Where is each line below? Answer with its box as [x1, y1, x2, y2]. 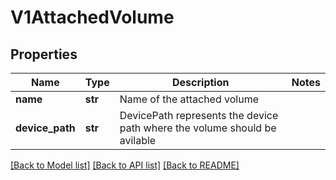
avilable [119, 134, 157, 147]
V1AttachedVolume [10, 6, 175, 29]
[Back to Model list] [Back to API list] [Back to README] [10, 159, 240, 171]
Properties [10, 46, 78, 63]
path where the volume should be [119, 121, 277, 135]
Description [172, 76, 230, 89]
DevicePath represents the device [119, 109, 279, 122]
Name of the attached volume [119, 92, 259, 106]
